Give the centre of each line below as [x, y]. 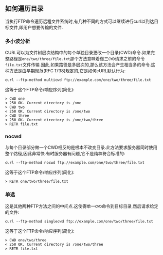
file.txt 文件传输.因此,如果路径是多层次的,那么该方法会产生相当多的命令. [78, 65]
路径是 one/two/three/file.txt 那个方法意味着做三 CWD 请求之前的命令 [77, 59]
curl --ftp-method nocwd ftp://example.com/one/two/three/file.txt [75, 163]
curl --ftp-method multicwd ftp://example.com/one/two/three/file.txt [78, 80]
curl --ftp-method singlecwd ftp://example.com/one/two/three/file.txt [79, 221]
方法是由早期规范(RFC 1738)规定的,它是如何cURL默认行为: [67, 71]
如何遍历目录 [24, 9]
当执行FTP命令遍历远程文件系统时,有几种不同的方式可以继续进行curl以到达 [80, 21]
